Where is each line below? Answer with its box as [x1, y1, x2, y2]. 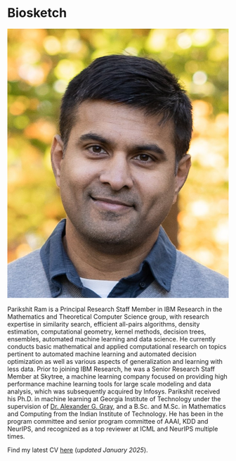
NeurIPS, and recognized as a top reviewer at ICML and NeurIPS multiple [7, 424, 218, 434]
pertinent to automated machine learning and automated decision [7, 350, 197, 358]
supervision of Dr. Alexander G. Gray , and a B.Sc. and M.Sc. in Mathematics [7, 403, 226, 411]
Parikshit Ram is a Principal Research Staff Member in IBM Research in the [7, 305, 223, 314]
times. [7, 432, 25, 441]
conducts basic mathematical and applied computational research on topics [7, 343, 227, 351]
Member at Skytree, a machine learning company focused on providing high [7, 372, 228, 381]
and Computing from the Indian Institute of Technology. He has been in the [7, 410, 223, 418]
